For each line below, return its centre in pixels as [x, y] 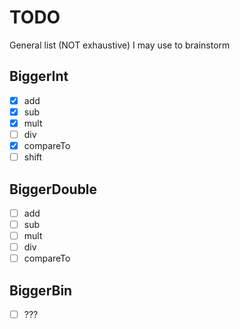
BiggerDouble [53, 189]
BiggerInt [39, 76]
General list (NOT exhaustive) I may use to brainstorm [120, 45]
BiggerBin [41, 290]
